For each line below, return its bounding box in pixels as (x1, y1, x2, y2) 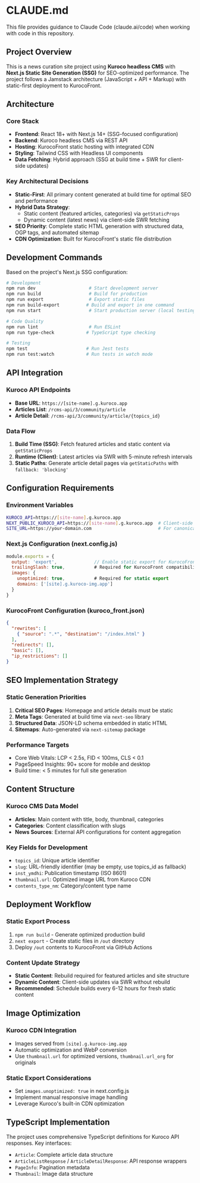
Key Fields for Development (6, 843, 88, 851)
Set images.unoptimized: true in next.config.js (14, 1087, 130, 1094)
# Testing (6, 340, 31, 346)
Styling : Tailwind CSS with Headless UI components (14, 150, 143, 157)
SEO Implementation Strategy (6, 675, 119, 685)
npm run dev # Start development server (6, 285, 159, 291)
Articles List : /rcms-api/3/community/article (14, 405, 126, 412)
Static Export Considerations (6, 1074, 92, 1082)
